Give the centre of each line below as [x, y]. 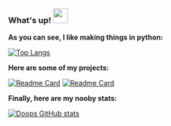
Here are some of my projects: [59, 68]
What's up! [30, 20]
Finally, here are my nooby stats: [63, 98]
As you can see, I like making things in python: [86, 37]
